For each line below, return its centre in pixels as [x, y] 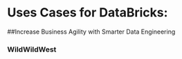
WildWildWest [32, 49]
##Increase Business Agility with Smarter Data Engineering [91, 32]
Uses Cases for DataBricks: [88, 13]
